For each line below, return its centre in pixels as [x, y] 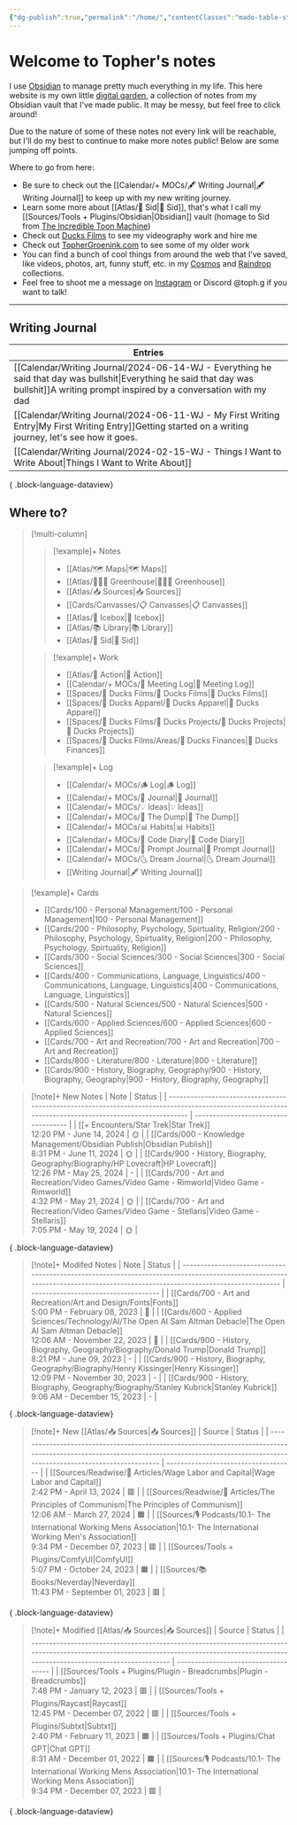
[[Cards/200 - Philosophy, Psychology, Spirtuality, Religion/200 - [162, 929]
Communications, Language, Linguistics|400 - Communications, [161, 985]
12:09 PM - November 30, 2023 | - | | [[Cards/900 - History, [140, 1378]
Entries [148, 353]
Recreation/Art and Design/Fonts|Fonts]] [104, 1302]
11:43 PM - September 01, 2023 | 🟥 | [98, 1592]
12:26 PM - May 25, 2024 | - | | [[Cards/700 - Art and [127, 1173]
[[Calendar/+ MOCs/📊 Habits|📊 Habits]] [140, 827]
